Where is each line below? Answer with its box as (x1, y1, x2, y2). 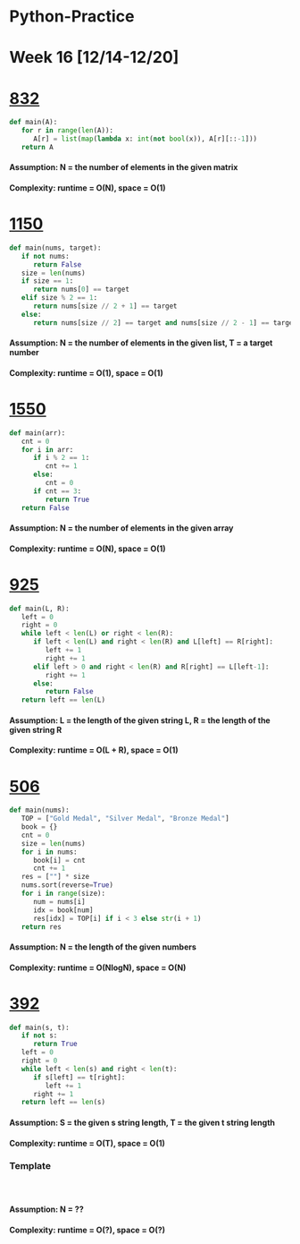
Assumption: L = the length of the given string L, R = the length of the (9, 714, 271, 726)
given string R (9, 724, 62, 735)
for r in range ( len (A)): (21, 126, 114, 135)
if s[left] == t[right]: (32, 1072, 126, 1082)
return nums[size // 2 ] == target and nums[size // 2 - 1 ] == (32, 318, 270, 328)
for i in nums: (21, 848, 78, 856)
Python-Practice (9, 6, 135, 27)
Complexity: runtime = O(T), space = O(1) (9, 1137, 165, 1148)
